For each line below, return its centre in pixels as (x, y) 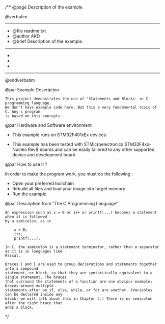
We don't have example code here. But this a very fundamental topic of (81, 108)
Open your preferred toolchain (43, 183)
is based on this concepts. (34, 116)
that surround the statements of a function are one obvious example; (79, 282)
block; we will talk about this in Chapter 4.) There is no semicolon (79, 299)
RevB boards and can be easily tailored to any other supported (91, 149)
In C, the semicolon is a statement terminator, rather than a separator (82, 247)
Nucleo (19, 149)
